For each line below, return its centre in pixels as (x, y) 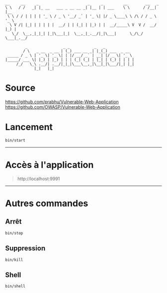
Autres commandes (47, 203)
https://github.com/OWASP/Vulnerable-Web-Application (63, 107)
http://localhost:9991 (39, 179)
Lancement (29, 127)
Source (20, 88)
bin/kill (14, 260)
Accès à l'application (49, 165)
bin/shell (15, 287)
